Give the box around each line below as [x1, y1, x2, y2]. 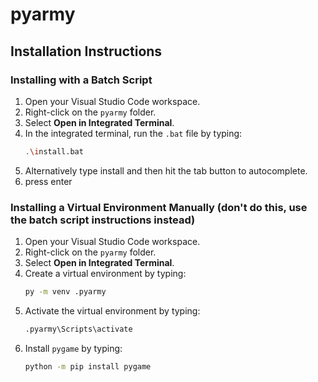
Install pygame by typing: [24, 342, 123, 354]
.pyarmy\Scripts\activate [24, 324, 133, 334]
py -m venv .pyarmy [24, 287, 107, 297]
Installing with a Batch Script [10, 73, 153, 87]
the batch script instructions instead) [10, 213, 196, 227]
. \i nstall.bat [24, 146, 84, 157]
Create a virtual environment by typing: [24, 268, 187, 280]
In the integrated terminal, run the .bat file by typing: [24, 127, 243, 139]
